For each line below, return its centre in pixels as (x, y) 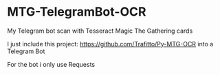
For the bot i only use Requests (51, 64)
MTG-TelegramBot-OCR (77, 12)
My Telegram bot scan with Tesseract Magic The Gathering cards (100, 31)
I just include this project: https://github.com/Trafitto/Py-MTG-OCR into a (110, 44)
